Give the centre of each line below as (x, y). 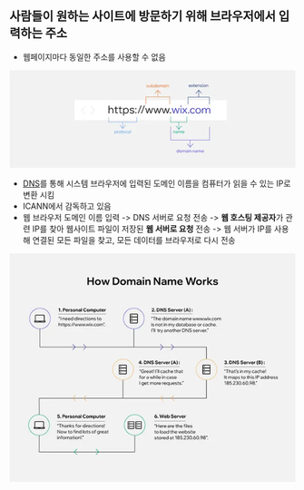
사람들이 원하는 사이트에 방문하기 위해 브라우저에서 (143, 16)
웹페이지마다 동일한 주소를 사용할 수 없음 (94, 56)
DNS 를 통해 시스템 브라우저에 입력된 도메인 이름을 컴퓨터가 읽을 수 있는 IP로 (157, 183)
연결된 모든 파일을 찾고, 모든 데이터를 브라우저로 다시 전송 (134, 240)
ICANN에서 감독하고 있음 (67, 206)
